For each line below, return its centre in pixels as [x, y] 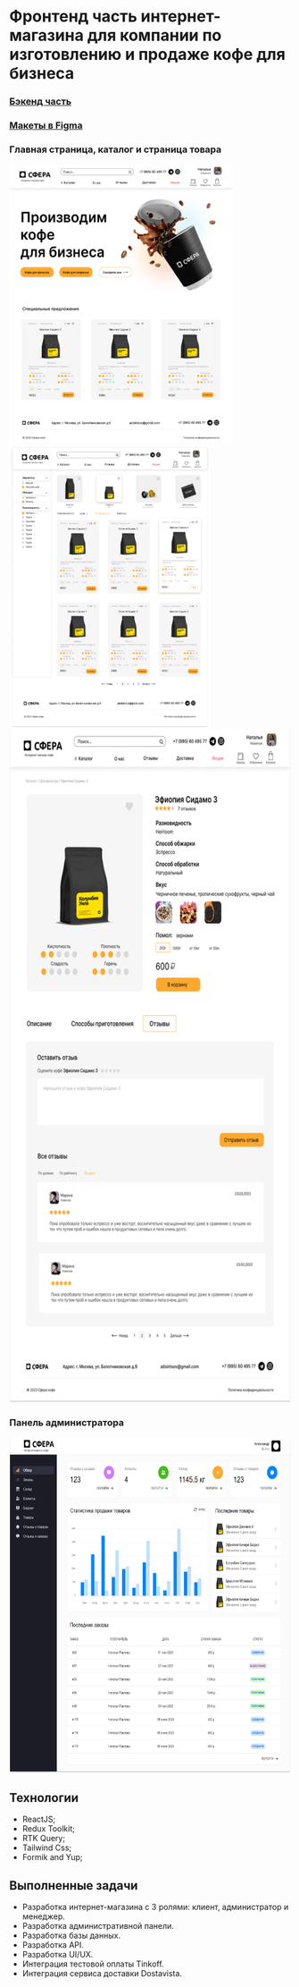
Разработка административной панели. [98, 1926]
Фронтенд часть [73, 17]
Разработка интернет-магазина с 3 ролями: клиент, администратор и [155, 1907]
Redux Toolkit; [49, 1829]
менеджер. [43, 1916]
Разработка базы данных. [71, 1936]
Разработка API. [53, 1945]
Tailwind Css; [47, 1847]
